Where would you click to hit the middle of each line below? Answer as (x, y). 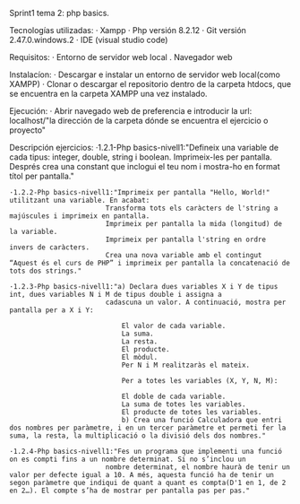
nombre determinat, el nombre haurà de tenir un (198, 467)
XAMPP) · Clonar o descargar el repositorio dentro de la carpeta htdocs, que (150, 84)
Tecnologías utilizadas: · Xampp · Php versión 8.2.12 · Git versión (128, 30)
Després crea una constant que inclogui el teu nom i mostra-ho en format (145, 166)
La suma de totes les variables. (184, 404)
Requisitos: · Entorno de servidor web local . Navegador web (121, 57)
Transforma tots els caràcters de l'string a (192, 208)
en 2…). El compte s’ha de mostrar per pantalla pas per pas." (130, 491)
